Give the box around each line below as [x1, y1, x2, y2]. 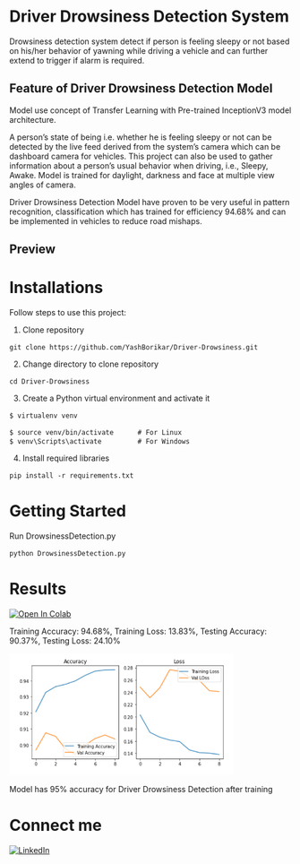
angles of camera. [9, 179, 76, 190]
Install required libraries [21, 453, 110, 463]
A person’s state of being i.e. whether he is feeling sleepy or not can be [9, 132, 272, 143]
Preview [9, 242, 56, 257]
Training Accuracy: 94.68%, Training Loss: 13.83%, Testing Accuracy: [9, 626, 267, 636]
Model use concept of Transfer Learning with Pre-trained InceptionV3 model [9, 105, 292, 116]
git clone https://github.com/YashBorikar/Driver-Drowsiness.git [9, 343, 258, 352]
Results [9, 579, 67, 600]
